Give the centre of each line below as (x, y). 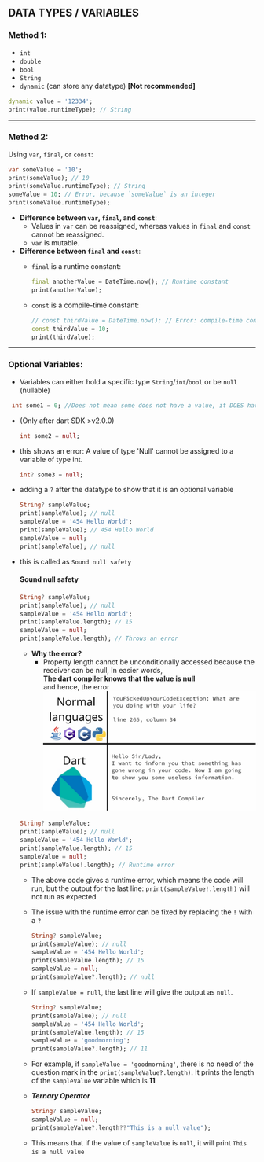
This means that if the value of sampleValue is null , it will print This (139, 1142)
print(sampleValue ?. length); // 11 (89, 1049)
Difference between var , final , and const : (88, 218)
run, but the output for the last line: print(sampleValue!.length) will (140, 888)
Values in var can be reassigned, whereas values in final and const (141, 226)
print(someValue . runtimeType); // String (77, 186)
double (30, 61)
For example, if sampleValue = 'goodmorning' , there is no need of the (142, 1064)
